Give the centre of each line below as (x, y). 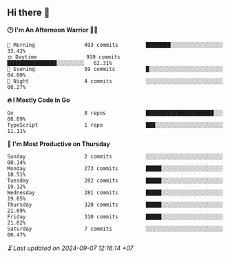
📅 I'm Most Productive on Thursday (59, 144)
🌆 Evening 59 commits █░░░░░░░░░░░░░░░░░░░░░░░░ (115, 69)
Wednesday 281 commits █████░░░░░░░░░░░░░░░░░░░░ (115, 193)
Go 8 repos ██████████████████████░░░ (115, 113)
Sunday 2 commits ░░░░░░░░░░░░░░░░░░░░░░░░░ (115, 156)
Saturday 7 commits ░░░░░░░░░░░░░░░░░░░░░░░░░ (115, 229)
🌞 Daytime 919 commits (64, 57)
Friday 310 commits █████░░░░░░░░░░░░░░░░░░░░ (115, 217)
